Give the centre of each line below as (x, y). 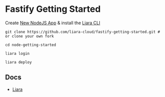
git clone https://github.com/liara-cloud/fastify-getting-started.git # (83, 32)
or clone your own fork (30, 36)
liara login (17, 53)
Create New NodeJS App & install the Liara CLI (53, 23)
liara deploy (19, 62)
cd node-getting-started (31, 45)
